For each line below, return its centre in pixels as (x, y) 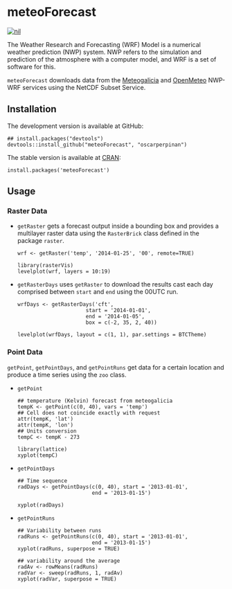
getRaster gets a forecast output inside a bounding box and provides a (118, 226)
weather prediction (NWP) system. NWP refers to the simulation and (105, 52)
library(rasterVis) (45, 266)
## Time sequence (42, 481)
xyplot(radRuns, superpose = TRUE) (69, 549)
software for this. (32, 66)
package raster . (41, 241)
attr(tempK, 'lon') (45, 425)
